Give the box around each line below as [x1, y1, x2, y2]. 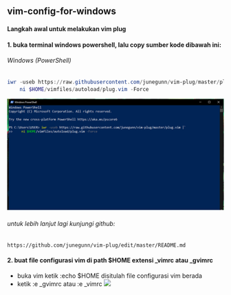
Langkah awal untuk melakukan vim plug [7, 24, 126, 33]
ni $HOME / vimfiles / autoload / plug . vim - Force [19, 85, 149, 92]
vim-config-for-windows [7, 6, 117, 17]
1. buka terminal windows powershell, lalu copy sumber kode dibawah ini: [7, 41, 222, 49]
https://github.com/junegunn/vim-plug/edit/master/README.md [7, 241, 186, 249]
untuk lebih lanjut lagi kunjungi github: [7, 220, 115, 228]
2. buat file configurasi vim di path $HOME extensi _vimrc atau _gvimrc [7, 256, 213, 265]
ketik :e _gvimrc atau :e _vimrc [16, 279, 103, 288]
